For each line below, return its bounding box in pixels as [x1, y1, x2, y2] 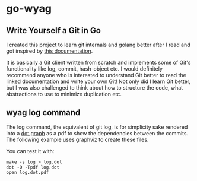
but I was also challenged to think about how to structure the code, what [6, 84, 183, 91]
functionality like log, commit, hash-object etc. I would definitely [6, 65, 163, 72]
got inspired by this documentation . [6, 47, 93, 55]
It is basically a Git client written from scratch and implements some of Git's [6, 59, 191, 66]
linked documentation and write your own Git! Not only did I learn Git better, [6, 78, 191, 85]
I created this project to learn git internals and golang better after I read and [6, 41, 191, 48]
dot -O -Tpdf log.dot [6, 164, 60, 170]
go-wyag [6, 2, 52, 15]
